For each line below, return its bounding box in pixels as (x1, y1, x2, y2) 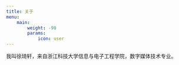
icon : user (37, 36, 65, 42)
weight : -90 (27, 25, 57, 31)
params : (27, 30, 46, 36)
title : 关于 (6, 8, 34, 15)
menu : (6, 14, 19, 20)
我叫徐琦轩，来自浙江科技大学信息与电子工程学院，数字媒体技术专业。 (6, 53, 177, 59)
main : (16, 19, 31, 25)
